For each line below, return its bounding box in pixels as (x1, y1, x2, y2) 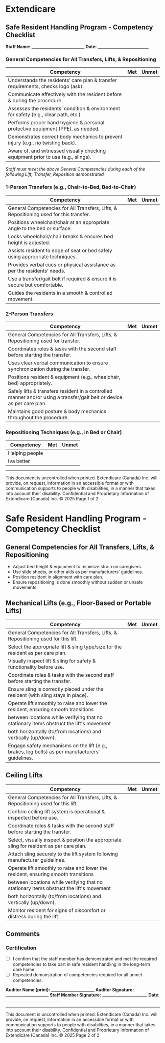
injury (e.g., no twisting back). (8, 139, 77, 146)
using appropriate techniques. (8, 253, 77, 260)
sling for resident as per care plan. (8, 842, 87, 849)
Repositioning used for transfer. (8, 337, 81, 344)
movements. (12, 584, 38, 590)
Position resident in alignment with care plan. (12, 574, 104, 580)
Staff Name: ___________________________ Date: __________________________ (5, 44, 149, 50)
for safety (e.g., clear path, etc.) (8, 111, 81, 118)
